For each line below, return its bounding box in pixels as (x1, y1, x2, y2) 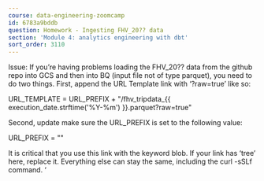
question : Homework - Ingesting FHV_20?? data (8, 26, 164, 34)
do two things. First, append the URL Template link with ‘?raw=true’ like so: (8, 79, 251, 89)
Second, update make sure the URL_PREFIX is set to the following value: (8, 118, 243, 127)
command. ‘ (8, 165, 47, 175)
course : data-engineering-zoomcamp (8, 11, 125, 20)
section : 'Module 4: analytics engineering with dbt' (8, 33, 189, 42)
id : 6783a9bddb (8, 19, 58, 27)
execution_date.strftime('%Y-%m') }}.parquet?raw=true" (8, 103, 192, 113)
